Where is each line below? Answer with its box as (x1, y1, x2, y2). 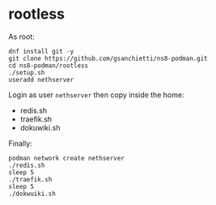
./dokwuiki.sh (8, 190, 57, 198)
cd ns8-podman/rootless (8, 62, 89, 70)
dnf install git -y (8, 47, 74, 55)
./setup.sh (8, 68, 45, 77)
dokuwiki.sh (19, 122, 61, 132)
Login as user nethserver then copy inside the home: (8, 90, 184, 100)
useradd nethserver (8, 75, 74, 83)
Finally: (8, 139, 32, 148)
